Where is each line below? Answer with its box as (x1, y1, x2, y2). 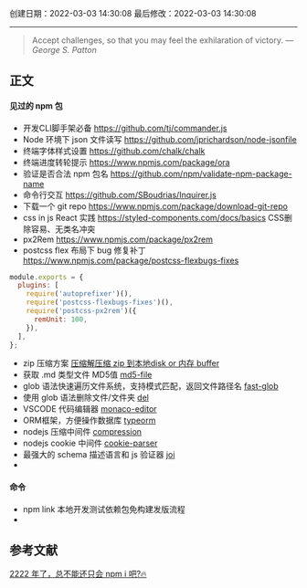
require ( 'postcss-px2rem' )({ (26, 307, 137, 316)
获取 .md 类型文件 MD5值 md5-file (22, 369, 153, 381)
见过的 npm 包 (9, 100, 63, 111)
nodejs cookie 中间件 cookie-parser (22, 437, 158, 449)
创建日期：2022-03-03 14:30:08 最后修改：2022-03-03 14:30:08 (9, 8, 257, 18)
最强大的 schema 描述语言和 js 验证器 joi (22, 449, 175, 460)
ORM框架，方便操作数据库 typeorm (22, 415, 156, 426)
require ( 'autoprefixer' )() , (26, 289, 132, 299)
